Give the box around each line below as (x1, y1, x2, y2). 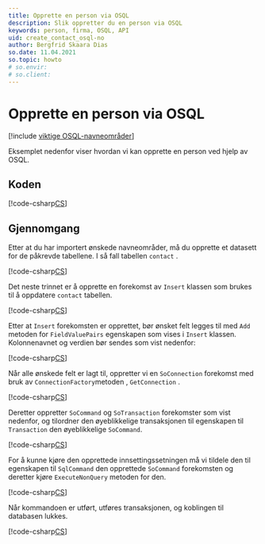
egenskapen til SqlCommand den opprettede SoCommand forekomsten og (8, 464, 234, 473)
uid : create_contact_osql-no (8, 33, 105, 42)
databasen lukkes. (8, 511, 68, 521)
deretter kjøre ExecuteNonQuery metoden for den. (8, 473, 167, 482)
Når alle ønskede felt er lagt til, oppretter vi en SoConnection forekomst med (8, 369, 254, 378)
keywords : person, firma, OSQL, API (8, 26, 129, 34)
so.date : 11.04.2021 (8, 48, 77, 56)
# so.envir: (8, 63, 48, 71)
